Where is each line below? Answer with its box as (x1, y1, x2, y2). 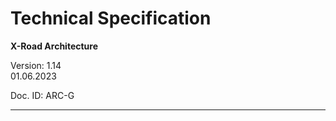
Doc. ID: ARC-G (10, 89, 75, 101)
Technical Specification (10, 7, 212, 30)
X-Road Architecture (10, 40, 99, 52)
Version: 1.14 (10, 59, 62, 71)
